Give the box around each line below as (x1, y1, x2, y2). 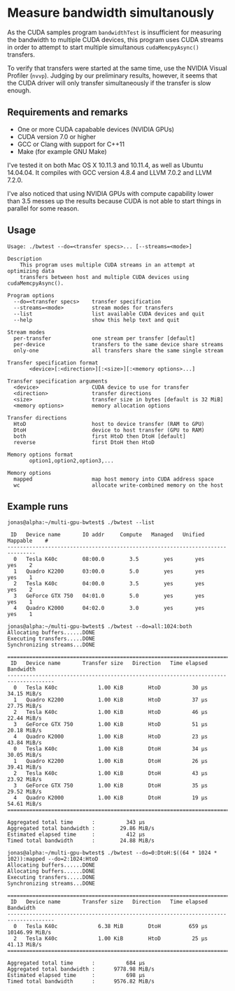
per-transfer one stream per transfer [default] (13, 334, 196, 342)
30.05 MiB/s (7, 752, 42, 759)
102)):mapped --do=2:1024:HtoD (7, 855, 99, 863)
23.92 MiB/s (7, 776, 42, 783)
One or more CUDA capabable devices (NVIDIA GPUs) (17, 124, 175, 134)
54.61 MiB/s (7, 801, 42, 808)
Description (7, 255, 42, 262)
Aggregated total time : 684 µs (7, 960, 145, 967)
